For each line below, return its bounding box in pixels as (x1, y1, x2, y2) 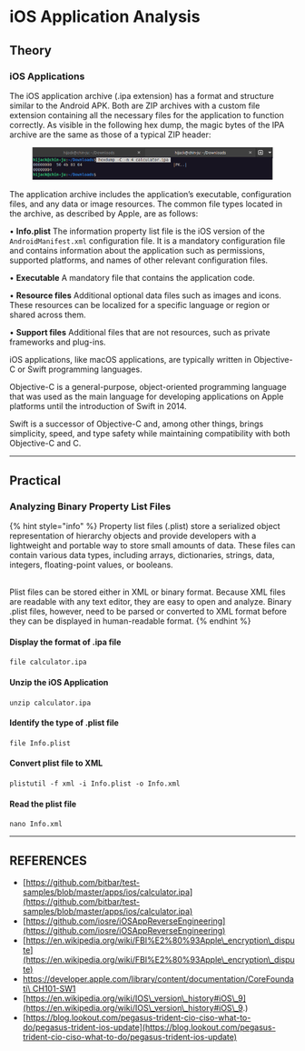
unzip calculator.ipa (9, 698, 92, 707)
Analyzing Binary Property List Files (9, 500, 172, 513)
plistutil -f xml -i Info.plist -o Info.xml (9, 779, 181, 788)
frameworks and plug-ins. (9, 336, 106, 347)
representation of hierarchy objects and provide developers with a (9, 530, 257, 542)
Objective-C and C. (9, 438, 82, 449)
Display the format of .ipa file (9, 636, 122, 647)
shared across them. (9, 309, 86, 320)
